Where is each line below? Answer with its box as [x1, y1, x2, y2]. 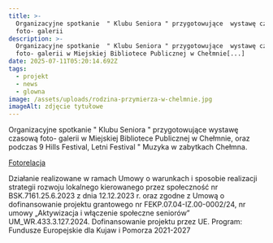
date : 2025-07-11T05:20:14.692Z [8, 58, 118, 66]
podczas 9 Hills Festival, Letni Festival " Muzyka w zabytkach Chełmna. [8, 142, 248, 152]
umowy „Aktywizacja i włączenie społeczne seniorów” [8, 208, 191, 218]
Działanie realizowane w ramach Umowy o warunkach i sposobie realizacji [8, 174, 258, 184]
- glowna [15, 87, 45, 96]
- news [15, 80, 38, 88]
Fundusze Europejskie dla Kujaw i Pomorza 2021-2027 [8, 225, 191, 236]
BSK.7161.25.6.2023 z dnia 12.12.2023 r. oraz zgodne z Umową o [8, 191, 225, 201]
